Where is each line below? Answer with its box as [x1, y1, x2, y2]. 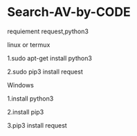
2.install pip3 [7, 108, 44, 116]
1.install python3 [7, 94, 54, 103]
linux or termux [7, 40, 51, 49]
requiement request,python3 [7, 27, 89, 35]
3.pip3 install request [7, 121, 67, 129]
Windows [7, 80, 35, 89]
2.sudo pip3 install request [7, 67, 83, 76]
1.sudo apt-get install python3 [7, 53, 92, 62]
